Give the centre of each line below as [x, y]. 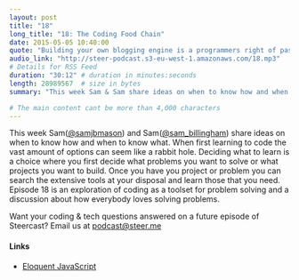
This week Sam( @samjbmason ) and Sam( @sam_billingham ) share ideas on [147, 133]
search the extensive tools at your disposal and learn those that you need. [145, 180]
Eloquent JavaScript [59, 266]
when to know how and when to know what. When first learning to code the [148, 142]
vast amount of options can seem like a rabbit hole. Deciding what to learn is [149, 152]
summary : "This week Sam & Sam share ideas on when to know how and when [149, 92]
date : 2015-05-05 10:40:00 [59, 42]
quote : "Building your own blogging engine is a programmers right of [143, 51]
